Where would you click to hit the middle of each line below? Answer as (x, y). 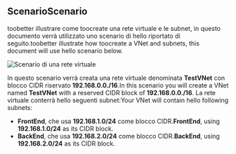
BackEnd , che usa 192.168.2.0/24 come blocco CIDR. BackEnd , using (118, 136)
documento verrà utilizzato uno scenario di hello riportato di (94, 36)
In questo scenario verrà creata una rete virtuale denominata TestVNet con (116, 78)
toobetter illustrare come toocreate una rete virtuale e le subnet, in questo (114, 28)
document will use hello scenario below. (65, 50)
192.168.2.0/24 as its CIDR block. (66, 143)
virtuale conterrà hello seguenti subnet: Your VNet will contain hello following (118, 100)
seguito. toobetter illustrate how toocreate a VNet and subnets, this (104, 43)
